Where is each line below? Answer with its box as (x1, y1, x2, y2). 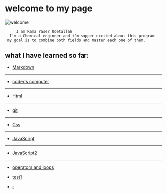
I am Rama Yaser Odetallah (16, 29, 72, 34)
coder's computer (12, 78, 50, 84)
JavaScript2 (12, 150, 37, 156)
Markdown (12, 64, 35, 70)
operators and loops (12, 164, 54, 170)
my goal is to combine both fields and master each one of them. (7, 38, 146, 43)
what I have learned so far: (5, 51, 89, 60)
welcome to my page (5, 3, 93, 14)
